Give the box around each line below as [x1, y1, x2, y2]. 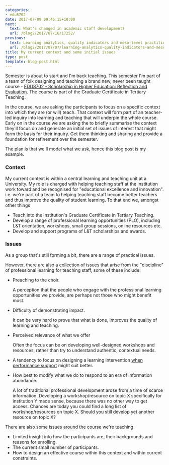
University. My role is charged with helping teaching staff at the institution [5, 181, 158, 187]
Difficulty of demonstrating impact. [12, 307, 85, 313]
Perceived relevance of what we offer [12, 332, 91, 338]
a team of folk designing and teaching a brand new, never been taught [5, 78, 151, 84]
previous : [5, 36, 26, 41]
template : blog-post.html [5, 59, 59, 64]
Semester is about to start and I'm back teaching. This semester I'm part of [5, 73, 161, 79]
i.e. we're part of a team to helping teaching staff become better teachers [5, 191, 157, 197]
